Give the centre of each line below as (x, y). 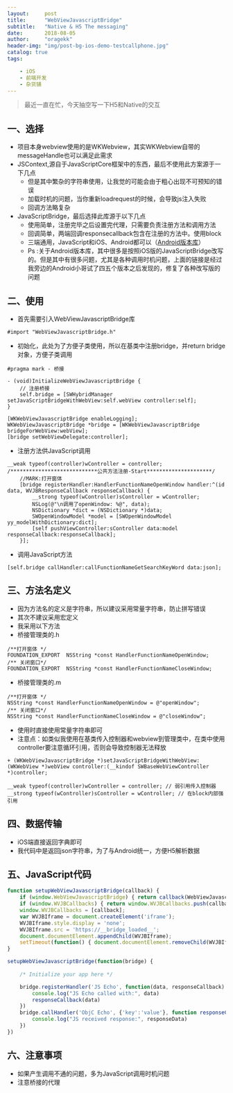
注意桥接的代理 (38, 1082)
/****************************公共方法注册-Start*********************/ (111, 471)
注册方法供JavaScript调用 (54, 451)
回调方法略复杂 (49, 207)
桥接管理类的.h (38, 634)
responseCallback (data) (66, 1000)
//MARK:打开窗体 (41, 479)
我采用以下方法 (38, 626)
